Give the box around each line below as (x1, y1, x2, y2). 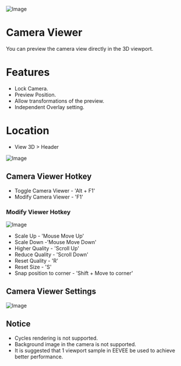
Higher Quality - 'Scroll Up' (14, 245, 80, 252)
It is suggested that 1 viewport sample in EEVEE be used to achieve (14, 347, 176, 354)
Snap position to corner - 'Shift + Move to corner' (14, 269, 133, 277)
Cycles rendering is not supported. (14, 334, 98, 341)
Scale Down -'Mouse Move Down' (14, 238, 97, 245)
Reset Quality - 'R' (14, 257, 58, 264)
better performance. (14, 353, 63, 360)
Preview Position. (14, 91, 56, 98)
